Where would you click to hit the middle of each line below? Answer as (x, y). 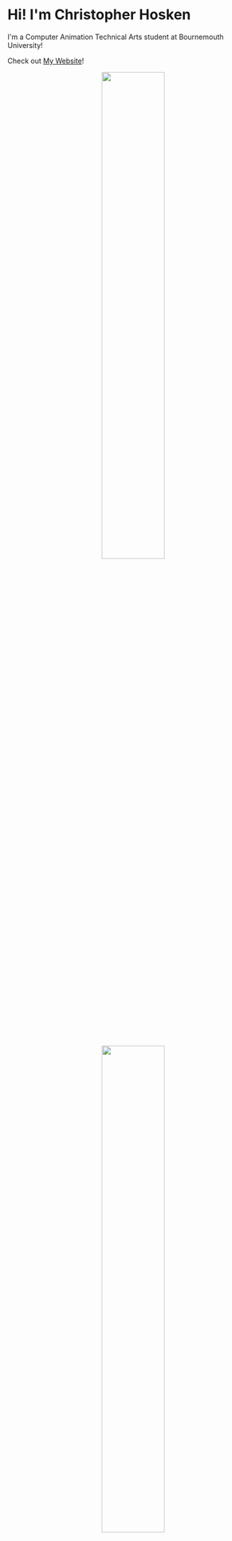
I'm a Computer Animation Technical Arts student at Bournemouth (116, 37)
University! (25, 45)
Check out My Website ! (46, 61)
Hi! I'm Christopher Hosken (99, 15)
